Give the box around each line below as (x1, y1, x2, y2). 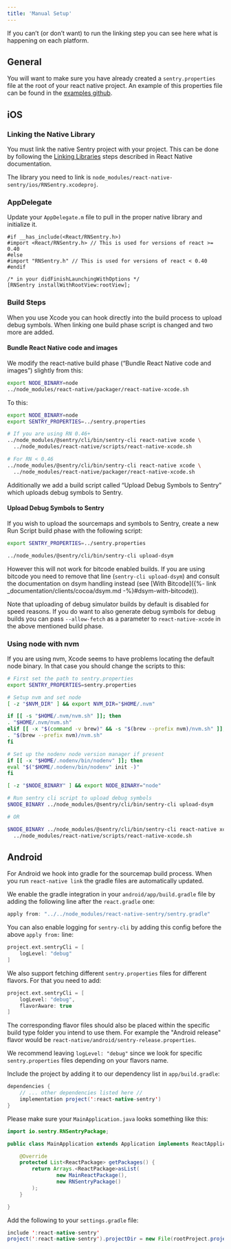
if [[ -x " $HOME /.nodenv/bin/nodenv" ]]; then (7, 757, 143, 764)
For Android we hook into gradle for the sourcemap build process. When (7, 870, 212, 878)
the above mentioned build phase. (7, 621, 104, 630)
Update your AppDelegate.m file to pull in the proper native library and (7, 213, 203, 221)
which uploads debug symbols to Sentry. (7, 488, 123, 496)
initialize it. (7, 221, 38, 229)
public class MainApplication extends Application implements (7, 1140, 189, 1147)
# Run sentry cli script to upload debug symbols (7, 795, 153, 802)
